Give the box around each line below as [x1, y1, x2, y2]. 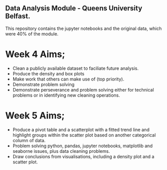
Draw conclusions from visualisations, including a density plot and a [12, 153, 154, 159]
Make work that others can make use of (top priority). [12, 76, 124, 82]
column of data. [12, 137, 46, 143]
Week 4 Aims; [5, 49, 65, 60]
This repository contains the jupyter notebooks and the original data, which [5, 25, 162, 31]
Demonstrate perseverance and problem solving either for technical [12, 87, 154, 93]
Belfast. [5, 12, 30, 21]
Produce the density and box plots [12, 70, 85, 76]
